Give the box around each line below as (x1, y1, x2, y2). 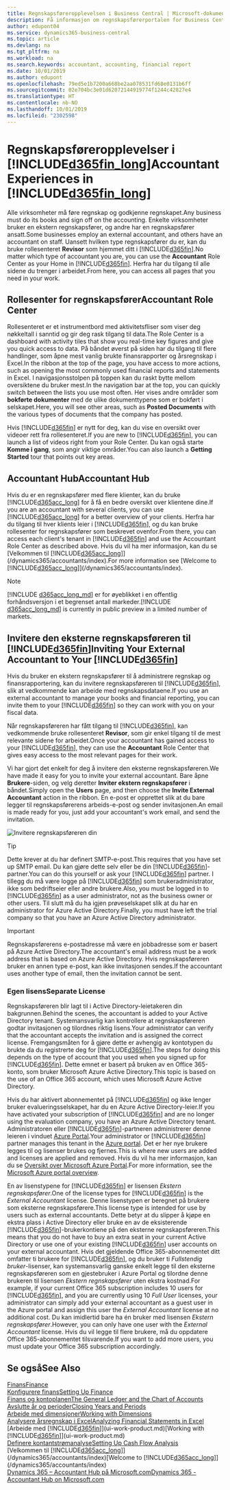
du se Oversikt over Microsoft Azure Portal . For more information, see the (7, 1161, 212, 1169)
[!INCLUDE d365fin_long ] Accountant (7, 156, 220, 172)
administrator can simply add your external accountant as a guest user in (7, 1298, 214, 1307)
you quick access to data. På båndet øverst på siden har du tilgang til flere (7, 345, 217, 353)
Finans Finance (7, 1381, 49, 1389)
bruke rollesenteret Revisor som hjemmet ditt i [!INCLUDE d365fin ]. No (7, 244, 204, 253)
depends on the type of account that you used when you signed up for (7, 1053, 207, 1062)
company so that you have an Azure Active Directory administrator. (7, 914, 196, 921)
